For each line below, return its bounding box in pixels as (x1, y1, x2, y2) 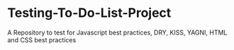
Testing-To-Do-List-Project (7, 5, 172, 21)
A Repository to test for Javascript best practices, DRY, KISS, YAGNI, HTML (7, 28, 228, 37)
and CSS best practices (7, 35, 77, 44)
